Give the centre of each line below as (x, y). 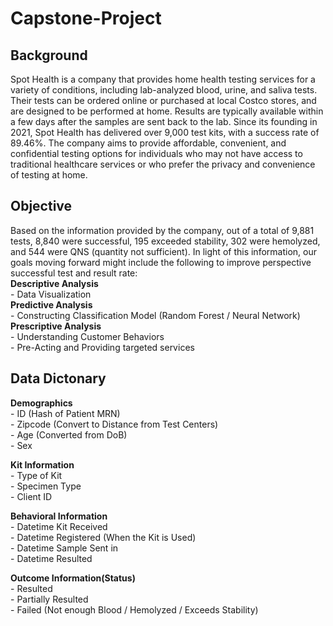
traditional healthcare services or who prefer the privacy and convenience (163, 164)
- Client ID (31, 496)
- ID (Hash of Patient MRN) (65, 413)
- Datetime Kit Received (59, 526)
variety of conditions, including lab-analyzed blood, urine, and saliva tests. (164, 90)
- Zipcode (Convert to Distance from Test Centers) (114, 424)
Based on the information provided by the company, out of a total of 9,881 (162, 230)
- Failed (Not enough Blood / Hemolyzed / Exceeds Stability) (134, 609)
